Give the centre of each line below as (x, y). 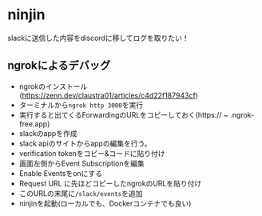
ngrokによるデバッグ (59, 66)
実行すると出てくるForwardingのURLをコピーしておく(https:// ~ (124, 114)
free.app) (34, 124)
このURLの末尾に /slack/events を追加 (81, 193)
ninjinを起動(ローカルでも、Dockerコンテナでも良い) (105, 203)
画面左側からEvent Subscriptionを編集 (81, 163)
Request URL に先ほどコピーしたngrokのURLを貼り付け (110, 183)
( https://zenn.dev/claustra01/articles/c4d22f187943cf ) (109, 95)
